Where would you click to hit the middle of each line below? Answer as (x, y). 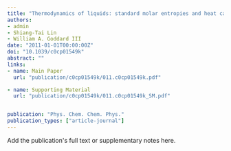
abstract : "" (26, 58)
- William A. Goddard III (44, 39)
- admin (18, 26)
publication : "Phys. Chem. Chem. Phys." (66, 115)
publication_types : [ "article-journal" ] (66, 121)
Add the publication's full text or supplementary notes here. (91, 140)
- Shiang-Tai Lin (32, 33)
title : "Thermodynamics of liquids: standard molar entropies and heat (112, 13)
